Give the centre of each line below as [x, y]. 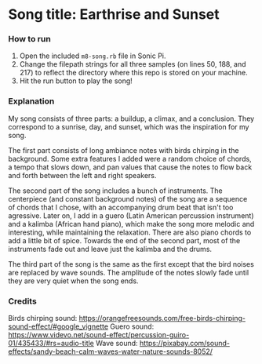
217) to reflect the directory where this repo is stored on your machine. [134, 73]
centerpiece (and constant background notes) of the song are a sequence [128, 198]
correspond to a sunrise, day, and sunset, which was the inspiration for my [129, 126]
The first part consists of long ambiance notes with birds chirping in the [124, 150]
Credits [22, 301]
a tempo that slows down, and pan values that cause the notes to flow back [130, 167]
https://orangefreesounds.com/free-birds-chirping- [162, 318]
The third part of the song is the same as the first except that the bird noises [131, 264]
